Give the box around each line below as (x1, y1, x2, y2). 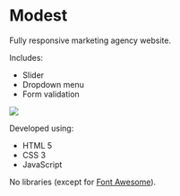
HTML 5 (21, 140, 53, 150)
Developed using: (9, 123, 74, 133)
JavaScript (21, 158, 63, 170)
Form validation (21, 89, 81, 99)
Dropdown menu (21, 79, 85, 89)
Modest (9, 5, 68, 26)
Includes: (9, 52, 43, 63)
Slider (21, 69, 45, 81)
